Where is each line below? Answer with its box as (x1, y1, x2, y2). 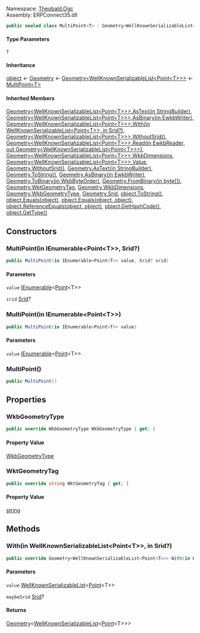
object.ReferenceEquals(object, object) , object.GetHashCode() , (6, 202, 162, 210)
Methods (6, 524, 40, 534)
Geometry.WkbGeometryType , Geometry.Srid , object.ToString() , (6, 190, 164, 197)
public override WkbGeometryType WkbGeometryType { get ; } (6, 426, 156, 432)
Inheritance (6, 61, 36, 68)
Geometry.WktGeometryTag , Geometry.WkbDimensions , (6, 184, 145, 191)
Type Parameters (6, 36, 50, 43)
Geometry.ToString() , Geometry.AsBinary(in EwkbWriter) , (6, 171, 146, 178)
